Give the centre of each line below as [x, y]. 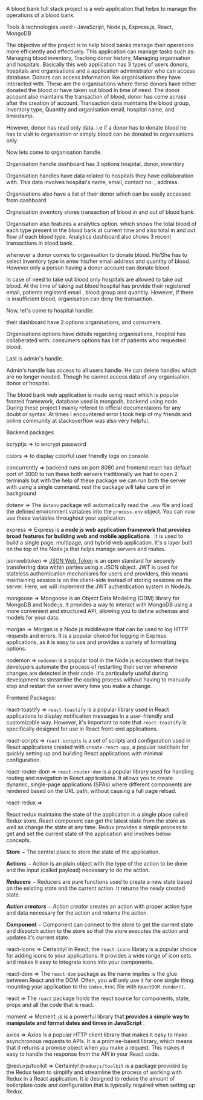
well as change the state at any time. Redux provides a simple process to [97, 827]
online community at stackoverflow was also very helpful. [78, 421]
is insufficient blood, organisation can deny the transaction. [80, 299]
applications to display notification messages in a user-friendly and [90, 716]
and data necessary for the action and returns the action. [77, 913]
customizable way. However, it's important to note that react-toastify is [96, 722]
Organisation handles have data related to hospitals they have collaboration [100, 176]
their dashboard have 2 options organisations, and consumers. [84, 322]
